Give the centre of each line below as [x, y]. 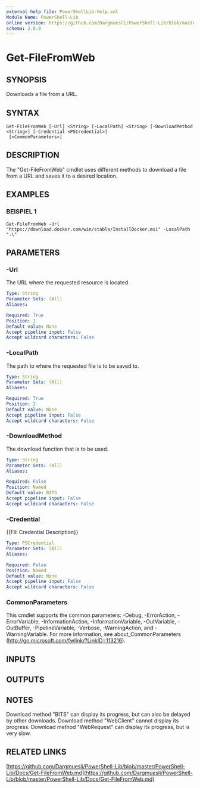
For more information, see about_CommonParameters [115, 634]
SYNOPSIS [26, 80]
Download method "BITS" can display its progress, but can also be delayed [98, 714]
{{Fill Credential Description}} [42, 532]
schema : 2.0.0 [24, 28]
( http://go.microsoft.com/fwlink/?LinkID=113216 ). [66, 641]
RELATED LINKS [36, 752]
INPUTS [21, 659]
